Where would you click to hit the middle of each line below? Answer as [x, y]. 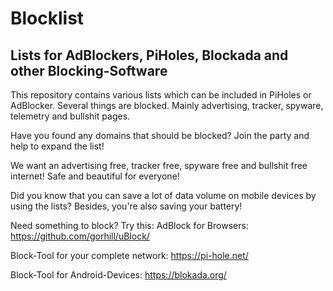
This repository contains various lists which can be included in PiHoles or [161, 95]
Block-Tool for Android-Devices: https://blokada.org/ [118, 275]
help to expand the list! [57, 146]
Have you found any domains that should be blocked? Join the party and [160, 135]
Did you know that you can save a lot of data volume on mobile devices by [163, 195]
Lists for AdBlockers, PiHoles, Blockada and [149, 55]
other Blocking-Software [89, 70]
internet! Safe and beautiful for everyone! [95, 176]
